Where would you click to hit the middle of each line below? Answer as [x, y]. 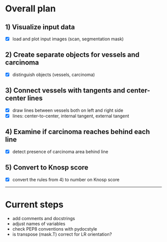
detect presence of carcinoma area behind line [60, 152]
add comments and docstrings [44, 218]
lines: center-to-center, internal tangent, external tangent [71, 116]
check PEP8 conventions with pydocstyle [55, 229]
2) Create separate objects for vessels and [72, 55]
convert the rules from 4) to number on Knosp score [66, 179]
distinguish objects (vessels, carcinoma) [54, 75]
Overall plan [31, 9]
